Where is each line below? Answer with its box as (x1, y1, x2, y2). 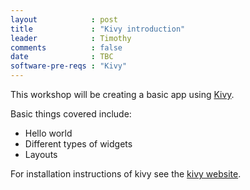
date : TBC (10, 52, 114, 62)
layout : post (10, 14, 118, 25)
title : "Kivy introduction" (10, 24, 186, 34)
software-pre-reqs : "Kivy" (10, 61, 128, 71)
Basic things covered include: (10, 108, 132, 120)
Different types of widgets (24, 138, 133, 150)
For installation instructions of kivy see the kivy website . (10, 168, 242, 180)
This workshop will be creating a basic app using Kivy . (10, 89, 235, 100)
